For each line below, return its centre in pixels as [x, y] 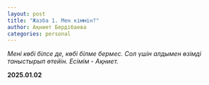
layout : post [26, 14]
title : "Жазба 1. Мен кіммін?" [53, 21]
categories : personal [39, 34]
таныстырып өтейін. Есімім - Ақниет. [63, 62]
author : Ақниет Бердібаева [47, 27]
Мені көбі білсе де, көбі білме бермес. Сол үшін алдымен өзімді [104, 54]
